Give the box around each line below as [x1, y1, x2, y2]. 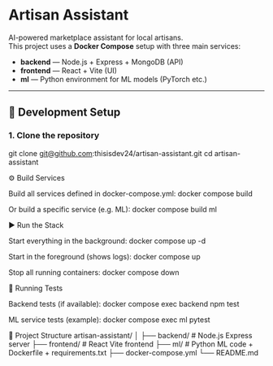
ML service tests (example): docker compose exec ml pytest [8, 315, 210, 325]
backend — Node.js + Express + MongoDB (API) [19, 57, 184, 67]
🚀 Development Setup [8, 106, 121, 120]
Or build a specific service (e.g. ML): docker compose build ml [8, 204, 218, 214]
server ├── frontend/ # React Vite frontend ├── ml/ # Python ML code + [8, 339, 253, 349]
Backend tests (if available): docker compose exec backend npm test [8, 298, 240, 308]
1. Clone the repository [8, 130, 100, 142]
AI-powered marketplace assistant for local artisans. [8, 33, 184, 42]
